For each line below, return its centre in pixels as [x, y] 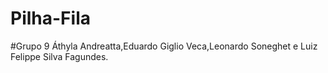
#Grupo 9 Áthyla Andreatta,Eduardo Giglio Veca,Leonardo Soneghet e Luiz [164, 46]
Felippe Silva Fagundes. [59, 56]
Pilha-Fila [50, 18]
